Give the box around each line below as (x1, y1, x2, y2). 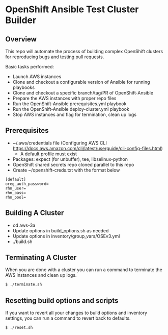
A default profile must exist (20, 151, 77, 157)
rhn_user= (5, 185, 26, 191)
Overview (5, 35, 37, 43)
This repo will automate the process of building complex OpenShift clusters (5, 49, 163, 54)
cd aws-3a (12, 222, 36, 228)
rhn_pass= (5, 190, 26, 195)
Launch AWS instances (12, 74, 62, 80)
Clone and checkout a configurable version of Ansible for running (12, 79, 150, 85)
